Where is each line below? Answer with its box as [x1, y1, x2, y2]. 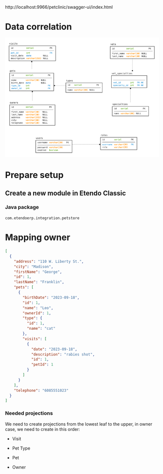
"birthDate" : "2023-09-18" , [22, 295, 80, 300]
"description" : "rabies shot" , [31, 352, 95, 357]
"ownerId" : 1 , [22, 311, 51, 316]
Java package [5, 203, 39, 210]
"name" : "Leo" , [22, 305, 54, 310]
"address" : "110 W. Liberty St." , [14, 259, 84, 264]
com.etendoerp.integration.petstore [5, 216, 80, 221]
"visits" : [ [22, 336, 47, 341]
